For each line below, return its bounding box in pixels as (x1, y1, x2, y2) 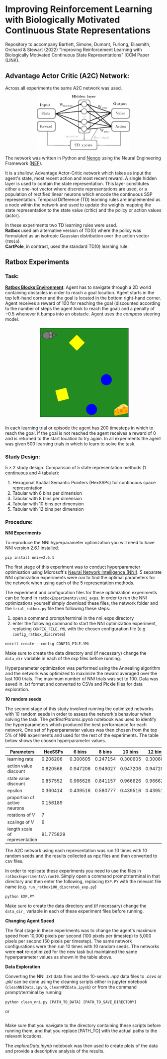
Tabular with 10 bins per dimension (12, 501, 84, 507)
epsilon (7, 787, 22, 793)
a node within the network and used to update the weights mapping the (5, 201, 152, 208)
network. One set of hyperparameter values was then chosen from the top (5, 727, 158, 733)
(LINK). (5, 57, 20, 63)
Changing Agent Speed (5, 918, 55, 924)
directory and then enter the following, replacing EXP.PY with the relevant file (5, 879, 162, 885)
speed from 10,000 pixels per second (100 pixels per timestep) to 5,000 (5, 933, 152, 939)
